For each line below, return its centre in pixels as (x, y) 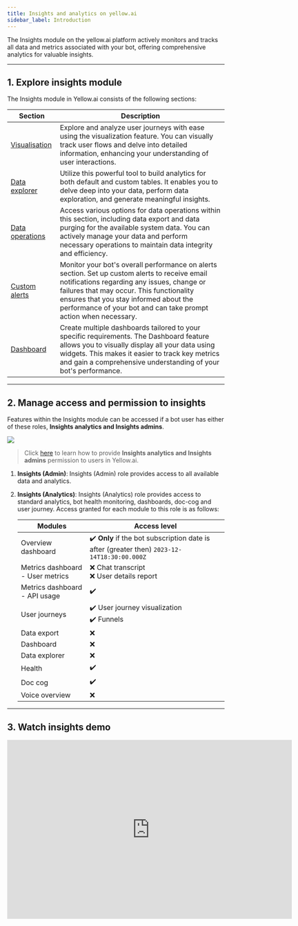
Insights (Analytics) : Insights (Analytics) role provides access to (109, 495)
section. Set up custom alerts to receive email (133, 273)
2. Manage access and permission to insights (107, 403)
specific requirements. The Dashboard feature (135, 337)
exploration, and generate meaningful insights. (135, 199)
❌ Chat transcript (117, 568)
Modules (52, 526)
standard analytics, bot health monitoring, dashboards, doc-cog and (114, 502)
